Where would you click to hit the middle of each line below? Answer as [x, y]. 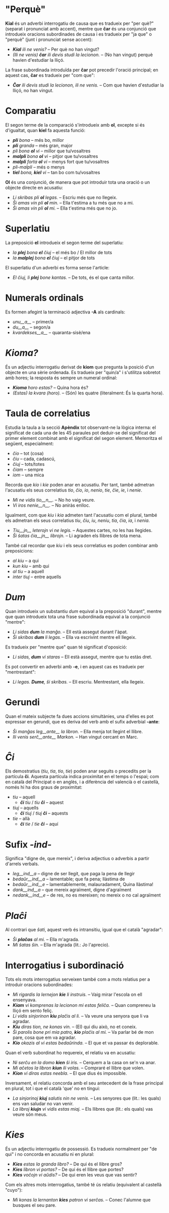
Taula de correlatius [48, 413]
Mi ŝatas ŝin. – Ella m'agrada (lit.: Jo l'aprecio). [61, 945]
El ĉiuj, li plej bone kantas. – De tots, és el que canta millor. [73, 277]
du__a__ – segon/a [31, 327]
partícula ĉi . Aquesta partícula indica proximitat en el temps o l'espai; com [82, 777]
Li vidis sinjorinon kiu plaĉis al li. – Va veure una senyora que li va [80, 1016]
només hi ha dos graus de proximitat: [44, 787]
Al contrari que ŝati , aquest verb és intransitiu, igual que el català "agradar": [84, 929]
